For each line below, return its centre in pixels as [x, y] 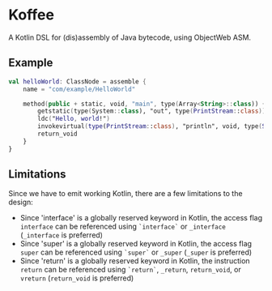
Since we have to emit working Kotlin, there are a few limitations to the [125, 194]
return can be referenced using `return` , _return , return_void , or [130, 270]
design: [21, 202]
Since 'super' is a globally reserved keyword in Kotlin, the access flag [136, 244]
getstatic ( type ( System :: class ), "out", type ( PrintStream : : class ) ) [152, 111]
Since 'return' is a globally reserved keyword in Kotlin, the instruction [135, 261]
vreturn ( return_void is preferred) [77, 278]
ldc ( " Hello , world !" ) [74, 119]
